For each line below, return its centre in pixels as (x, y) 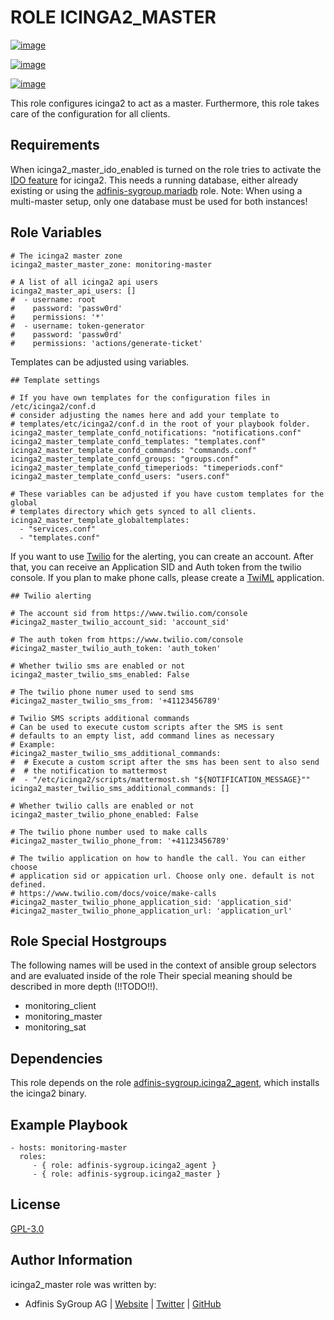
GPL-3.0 (27, 1228)
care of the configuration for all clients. (90, 113)
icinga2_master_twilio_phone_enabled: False (104, 814)
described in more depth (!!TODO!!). (84, 987)
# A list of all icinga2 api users (84, 282)
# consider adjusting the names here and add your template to (145, 415)
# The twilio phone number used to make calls (109, 832)
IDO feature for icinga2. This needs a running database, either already (154, 180)
